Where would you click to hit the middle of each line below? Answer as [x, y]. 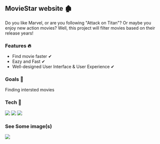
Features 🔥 [18, 46]
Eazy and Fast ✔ [28, 62]
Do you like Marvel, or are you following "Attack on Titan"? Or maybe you [78, 23]
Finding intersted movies [30, 90]
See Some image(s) [28, 126]
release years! [19, 33]
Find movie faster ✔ [32, 56]
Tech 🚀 [13, 103]
